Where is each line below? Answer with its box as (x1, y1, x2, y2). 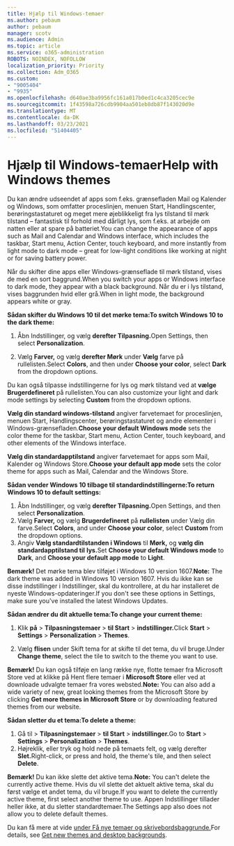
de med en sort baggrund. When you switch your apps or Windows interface (7, 275, 226, 283)
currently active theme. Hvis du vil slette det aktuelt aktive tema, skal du (7, 780, 214, 789)
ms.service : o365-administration (7, 50, 104, 56)
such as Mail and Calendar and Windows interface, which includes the (7, 232, 209, 241)
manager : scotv (7, 29, 52, 37)
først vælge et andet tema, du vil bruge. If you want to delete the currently (7, 787, 218, 796)
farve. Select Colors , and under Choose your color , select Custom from (17, 524, 224, 532)
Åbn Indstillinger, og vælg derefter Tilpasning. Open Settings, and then (17, 501, 221, 510)
